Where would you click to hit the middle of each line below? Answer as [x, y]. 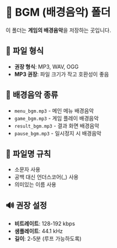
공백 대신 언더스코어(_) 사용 [46, 177]
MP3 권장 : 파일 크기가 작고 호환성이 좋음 [61, 74]
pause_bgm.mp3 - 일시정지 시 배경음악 [58, 133]
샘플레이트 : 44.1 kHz [39, 231]
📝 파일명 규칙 [28, 154]
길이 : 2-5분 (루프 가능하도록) [48, 239]
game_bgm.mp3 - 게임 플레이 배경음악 [56, 118]
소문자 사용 [27, 170]
